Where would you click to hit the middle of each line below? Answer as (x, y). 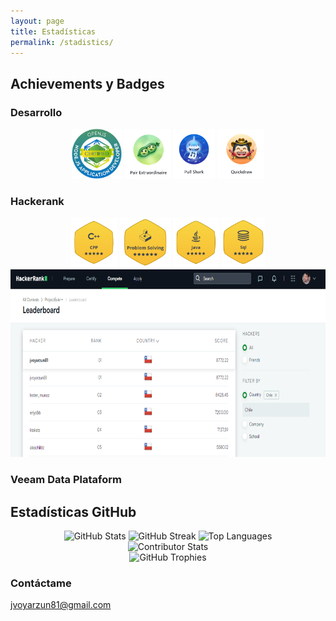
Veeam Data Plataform (66, 480)
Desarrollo (36, 112)
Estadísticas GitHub (73, 511)
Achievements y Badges (87, 83)
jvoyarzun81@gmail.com (61, 605)
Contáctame (41, 583)
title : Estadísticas (53, 31)
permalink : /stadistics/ (62, 42)
